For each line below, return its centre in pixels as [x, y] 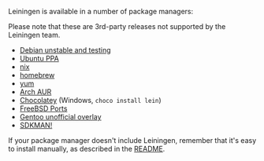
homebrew [37, 75]
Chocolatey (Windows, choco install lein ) [90, 100]
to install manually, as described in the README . [87, 149]
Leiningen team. [34, 35]
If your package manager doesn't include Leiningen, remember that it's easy [132, 140]
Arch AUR [35, 92]
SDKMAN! [36, 125]
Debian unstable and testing [65, 50]
